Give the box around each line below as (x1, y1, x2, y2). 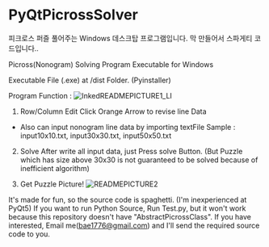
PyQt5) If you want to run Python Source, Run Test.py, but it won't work (8, 203, 246, 213)
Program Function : (8, 90, 73, 100)
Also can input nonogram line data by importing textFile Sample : (19, 122, 236, 132)
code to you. (8, 228, 51, 239)
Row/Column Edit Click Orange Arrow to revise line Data (19, 107, 208, 116)
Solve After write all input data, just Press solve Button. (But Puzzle (19, 146, 243, 156)
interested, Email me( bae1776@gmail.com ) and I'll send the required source (8, 220, 260, 230)
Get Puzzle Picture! (19, 179, 85, 189)
